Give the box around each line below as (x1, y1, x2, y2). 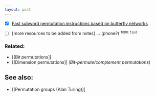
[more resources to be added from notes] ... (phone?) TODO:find (11, 30, 137, 37)
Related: (4, 43, 25, 50)
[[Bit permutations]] (11, 54, 52, 60)
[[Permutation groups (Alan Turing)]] (11, 86, 86, 92)
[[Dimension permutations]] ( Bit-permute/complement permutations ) (11, 59, 151, 65)
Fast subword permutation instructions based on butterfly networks (11, 20, 148, 26)
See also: (4, 74, 34, 82)
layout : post (4, 7, 31, 12)
